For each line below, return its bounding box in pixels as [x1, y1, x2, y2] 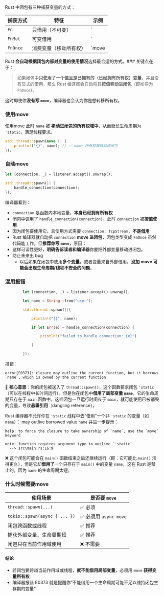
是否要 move [90, 495, 117, 502]
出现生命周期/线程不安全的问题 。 [28, 265, 94, 271]
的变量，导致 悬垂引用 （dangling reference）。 [5, 403, 97, 409]
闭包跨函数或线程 [7, 523, 47, 529]
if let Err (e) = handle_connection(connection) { [31, 325, 135, 330]
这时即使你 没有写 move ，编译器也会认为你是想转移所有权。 [5, 97, 122, 103]
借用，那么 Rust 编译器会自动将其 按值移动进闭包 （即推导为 [34, 81, 153, 87]
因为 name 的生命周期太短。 [18, 467, 72, 473]
